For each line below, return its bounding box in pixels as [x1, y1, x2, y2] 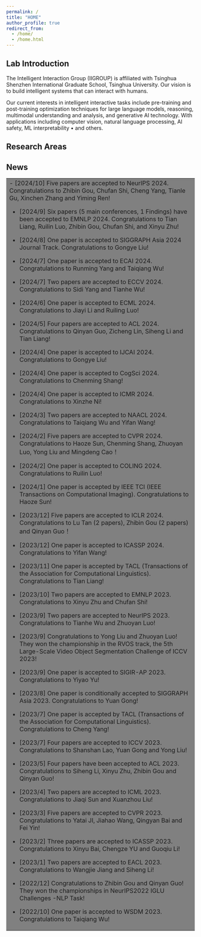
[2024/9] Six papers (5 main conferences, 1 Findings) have [19, 208, 187, 216]
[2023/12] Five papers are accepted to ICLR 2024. [19, 511, 164, 519]
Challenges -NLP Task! [19, 894, 85, 902]
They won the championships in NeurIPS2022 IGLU [19, 887, 165, 895]
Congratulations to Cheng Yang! [19, 725, 109, 734]
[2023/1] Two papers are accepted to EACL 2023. [19, 858, 162, 866]
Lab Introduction [6, 59, 69, 69]
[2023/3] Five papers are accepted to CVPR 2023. [19, 809, 163, 817]
